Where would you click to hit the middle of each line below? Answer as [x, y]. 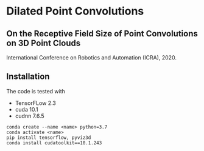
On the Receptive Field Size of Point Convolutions [102, 34]
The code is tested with [36, 91]
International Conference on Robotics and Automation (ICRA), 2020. [91, 58]
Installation [28, 77]
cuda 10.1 [26, 109]
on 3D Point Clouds [44, 43]
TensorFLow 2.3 [36, 103]
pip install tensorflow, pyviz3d [49, 138]
